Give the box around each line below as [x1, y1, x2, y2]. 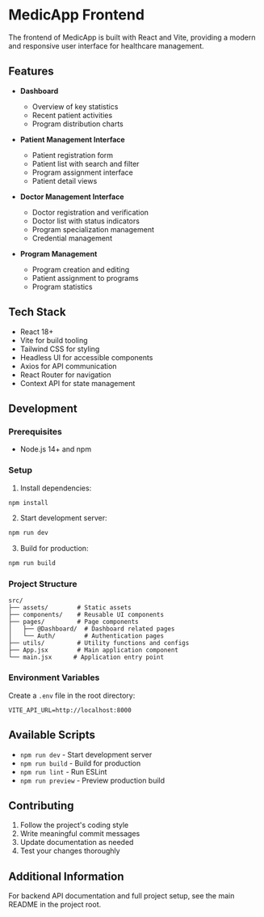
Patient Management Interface [19, 134, 125, 144]
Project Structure [8, 579, 78, 590]
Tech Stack [8, 305, 66, 319]
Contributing [8, 799, 74, 813]
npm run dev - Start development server [19, 749, 153, 759]
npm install [8, 499, 48, 507]
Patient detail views [31, 176, 98, 185]
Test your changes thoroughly [19, 846, 120, 855]
